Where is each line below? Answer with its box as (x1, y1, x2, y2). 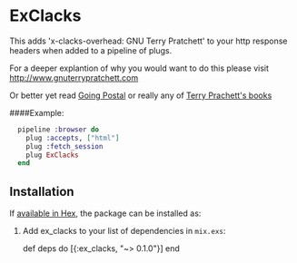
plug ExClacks (25, 151, 79, 160)
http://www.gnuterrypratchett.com (9, 72, 139, 83)
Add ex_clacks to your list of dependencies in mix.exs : (22, 226, 226, 237)
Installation (9, 183, 74, 200)
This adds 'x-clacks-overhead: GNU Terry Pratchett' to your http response (9, 35, 288, 46)
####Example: (9, 107, 64, 118)
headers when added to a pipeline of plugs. (9, 44, 173, 55)
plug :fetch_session (25, 141, 104, 151)
